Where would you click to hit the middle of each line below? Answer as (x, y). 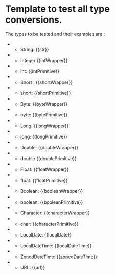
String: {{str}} (34, 49)
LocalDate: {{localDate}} (46, 234)
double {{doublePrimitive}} (48, 158)
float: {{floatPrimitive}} (44, 180)
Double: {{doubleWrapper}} (49, 147)
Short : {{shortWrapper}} (47, 82)
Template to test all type (57, 9)
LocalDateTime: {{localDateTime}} (56, 245)
